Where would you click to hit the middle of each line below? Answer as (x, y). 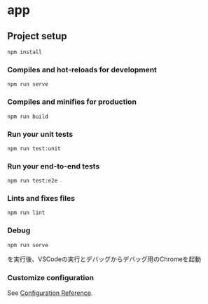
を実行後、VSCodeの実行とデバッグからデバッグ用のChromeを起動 (104, 259)
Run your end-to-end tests (54, 166)
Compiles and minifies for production (72, 102)
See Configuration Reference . (50, 293)
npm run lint (26, 213)
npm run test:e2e (33, 181)
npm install (25, 52)
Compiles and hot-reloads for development (82, 70)
